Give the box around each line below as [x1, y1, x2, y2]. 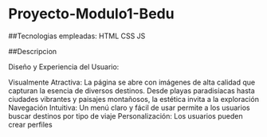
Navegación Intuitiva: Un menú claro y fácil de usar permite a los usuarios [8, 103, 250, 112]
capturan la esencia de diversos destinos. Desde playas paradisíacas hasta [8, 85, 255, 96]
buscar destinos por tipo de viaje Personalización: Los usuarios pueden [8, 111, 243, 120]
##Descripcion [8, 46, 57, 56]
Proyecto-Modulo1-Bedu [8, 5, 175, 23]
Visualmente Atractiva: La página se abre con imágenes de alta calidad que [8, 77, 256, 87]
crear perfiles [8, 119, 53, 129]
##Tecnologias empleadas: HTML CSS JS [8, 31, 146, 41]
